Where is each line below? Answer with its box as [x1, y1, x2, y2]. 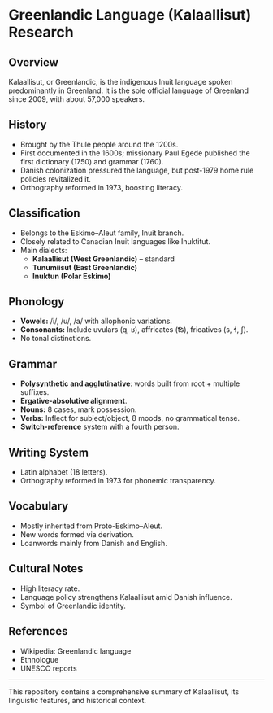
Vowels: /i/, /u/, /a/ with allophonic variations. [19, 316, 173, 326]
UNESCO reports [19, 663, 77, 673]
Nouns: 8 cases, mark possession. [19, 405, 137, 414]
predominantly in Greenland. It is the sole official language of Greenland [8, 85, 249, 95]
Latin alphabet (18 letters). [19, 467, 108, 477]
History [8, 118, 47, 132]
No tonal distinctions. [19, 334, 92, 343]
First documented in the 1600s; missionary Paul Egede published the [19, 148, 250, 158]
